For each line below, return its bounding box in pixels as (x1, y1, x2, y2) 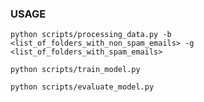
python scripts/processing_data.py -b (10, 30, 172, 40)
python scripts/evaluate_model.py (10, 82, 155, 92)
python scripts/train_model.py (10, 65, 141, 75)
